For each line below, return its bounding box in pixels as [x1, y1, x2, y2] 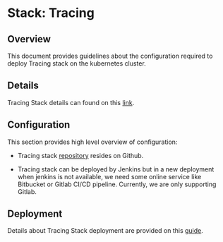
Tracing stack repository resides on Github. [17, 151, 144, 159]
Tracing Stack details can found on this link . [7, 98, 135, 107]
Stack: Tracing [7, 5, 95, 21]
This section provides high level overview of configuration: [7, 138, 178, 146]
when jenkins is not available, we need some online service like [17, 172, 202, 181]
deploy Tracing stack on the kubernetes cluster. [7, 59, 146, 68]
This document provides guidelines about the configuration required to [7, 52, 213, 60]
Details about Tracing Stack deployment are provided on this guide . [7, 226, 203, 235]
